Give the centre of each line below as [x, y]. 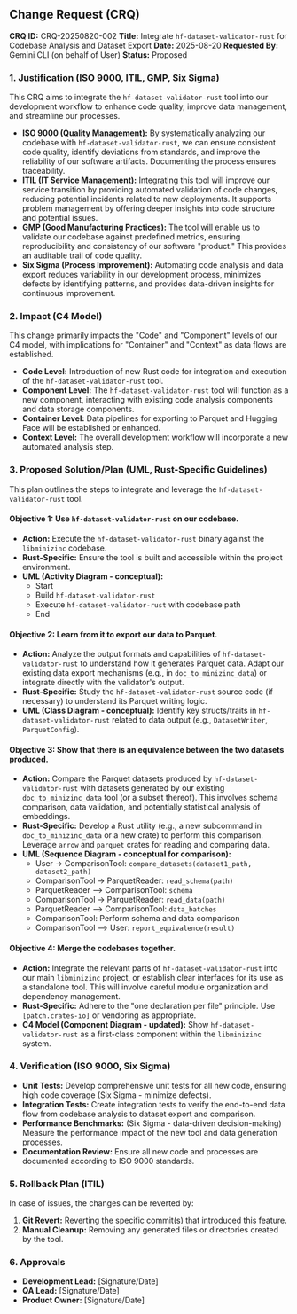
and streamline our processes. [65, 116]
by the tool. [43, 1240]
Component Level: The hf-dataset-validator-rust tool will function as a [155, 390]
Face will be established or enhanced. [91, 428]
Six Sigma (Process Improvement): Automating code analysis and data [152, 265]
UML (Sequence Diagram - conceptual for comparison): [127, 854]
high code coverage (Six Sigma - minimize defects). [117, 1095]
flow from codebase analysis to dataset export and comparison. [139, 1114]
